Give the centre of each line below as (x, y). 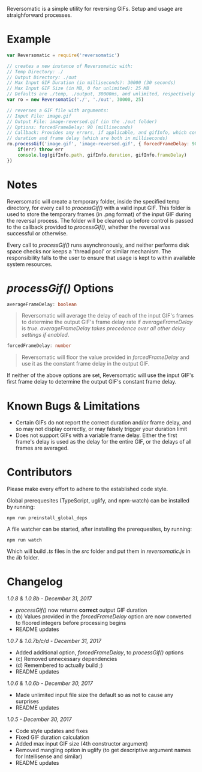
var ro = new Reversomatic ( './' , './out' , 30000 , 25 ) (76, 100)
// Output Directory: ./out (42, 77)
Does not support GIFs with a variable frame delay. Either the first (96, 435)
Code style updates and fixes (52, 731)
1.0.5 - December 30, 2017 (39, 719)
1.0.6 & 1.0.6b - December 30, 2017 (50, 683)
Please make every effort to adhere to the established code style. (88, 489)
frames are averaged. (42, 448)
